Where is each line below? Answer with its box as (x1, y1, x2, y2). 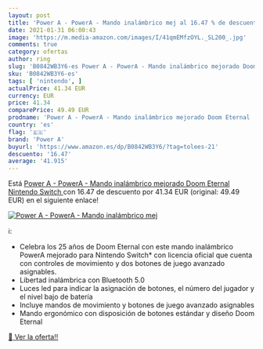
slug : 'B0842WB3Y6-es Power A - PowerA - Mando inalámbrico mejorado (8, 63, 240, 71)
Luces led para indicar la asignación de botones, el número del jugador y (19, 284, 254, 293)
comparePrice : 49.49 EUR (8, 107, 89, 115)
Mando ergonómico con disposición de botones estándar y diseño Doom (19, 309, 255, 318)
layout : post (8, 11, 51, 20)
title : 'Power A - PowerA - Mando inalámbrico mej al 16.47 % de (8, 19, 225, 27)
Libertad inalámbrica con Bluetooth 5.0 (19, 275, 145, 285)
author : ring (8, 56, 51, 64)
